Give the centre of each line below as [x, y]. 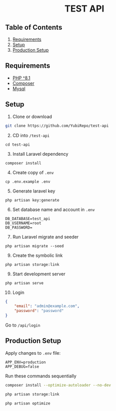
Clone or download [32, 117]
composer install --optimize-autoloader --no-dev [58, 385]
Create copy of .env [33, 172]
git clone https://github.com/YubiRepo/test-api [57, 126]
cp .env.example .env [28, 181]
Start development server [39, 274]
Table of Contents [34, 27]
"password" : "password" [39, 311]
